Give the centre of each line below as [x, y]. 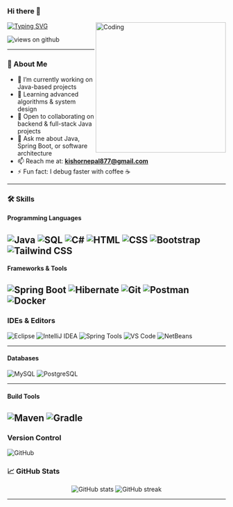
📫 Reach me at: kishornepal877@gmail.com [83, 161]
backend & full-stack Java [54, 124]
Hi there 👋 [24, 11]
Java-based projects [47, 87]
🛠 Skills [21, 199]
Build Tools [24, 396]
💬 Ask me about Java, [48, 138]
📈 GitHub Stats [34, 472]
